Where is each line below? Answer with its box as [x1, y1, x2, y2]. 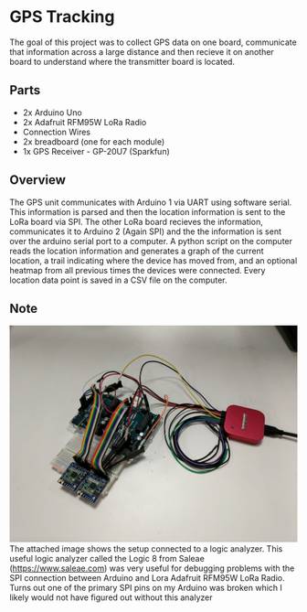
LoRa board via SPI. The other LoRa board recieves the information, [9, 216, 263, 227]
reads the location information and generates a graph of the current [9, 245, 264, 256]
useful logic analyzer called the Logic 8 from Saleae [9, 553, 206, 564]
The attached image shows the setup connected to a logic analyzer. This [9, 542, 283, 554]
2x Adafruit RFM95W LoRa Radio [22, 116, 147, 127]
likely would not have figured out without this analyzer [9, 592, 213, 603]
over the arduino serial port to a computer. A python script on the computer [9, 235, 293, 246]
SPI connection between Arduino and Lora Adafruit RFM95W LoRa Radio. [9, 572, 285, 583]
